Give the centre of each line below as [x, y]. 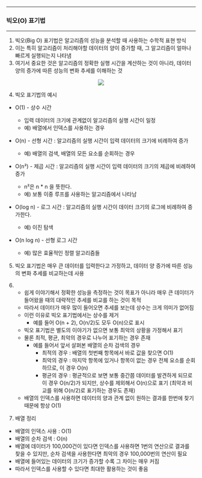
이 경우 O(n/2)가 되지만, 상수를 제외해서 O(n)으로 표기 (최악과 [114, 383]
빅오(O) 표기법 [26, 20]
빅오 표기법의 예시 [36, 95]
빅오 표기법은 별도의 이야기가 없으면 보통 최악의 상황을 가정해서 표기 [103, 330]
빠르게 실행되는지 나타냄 [43, 55]
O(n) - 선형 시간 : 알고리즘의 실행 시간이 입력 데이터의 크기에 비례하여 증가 [102, 141]
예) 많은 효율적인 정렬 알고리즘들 [62, 253]
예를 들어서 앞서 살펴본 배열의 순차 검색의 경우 [87, 345]
